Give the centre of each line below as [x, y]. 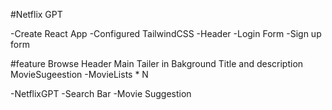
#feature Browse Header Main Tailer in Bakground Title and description [157, 63]
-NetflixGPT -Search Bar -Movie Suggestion [101, 93]
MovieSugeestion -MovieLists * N [79, 74]
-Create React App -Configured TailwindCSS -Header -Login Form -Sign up [166, 33]
